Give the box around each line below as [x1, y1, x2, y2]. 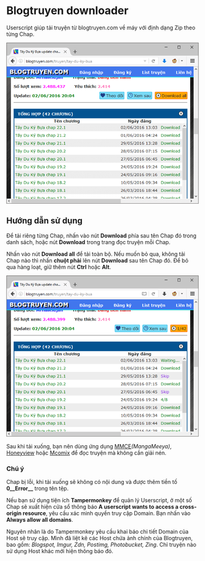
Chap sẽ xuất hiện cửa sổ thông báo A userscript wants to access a [6, 503, 179, 510]
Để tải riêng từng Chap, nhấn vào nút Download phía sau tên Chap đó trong [6, 232, 197, 239]
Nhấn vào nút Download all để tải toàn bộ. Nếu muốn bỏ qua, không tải [6, 250, 185, 258]
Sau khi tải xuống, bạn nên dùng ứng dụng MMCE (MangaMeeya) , [6, 442, 172, 450]
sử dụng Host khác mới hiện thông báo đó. [6, 547, 114, 554]
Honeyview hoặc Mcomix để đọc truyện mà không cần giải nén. [6, 449, 167, 456]
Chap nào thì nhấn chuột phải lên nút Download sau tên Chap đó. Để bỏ [6, 256, 189, 264]
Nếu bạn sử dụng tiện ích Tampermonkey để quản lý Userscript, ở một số [6, 496, 192, 503]
